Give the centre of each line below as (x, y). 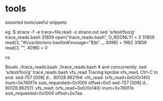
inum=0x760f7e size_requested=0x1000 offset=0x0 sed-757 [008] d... (77, 83)
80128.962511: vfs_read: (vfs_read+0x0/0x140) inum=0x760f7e (70, 88)
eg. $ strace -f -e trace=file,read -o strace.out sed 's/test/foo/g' (70, 32)
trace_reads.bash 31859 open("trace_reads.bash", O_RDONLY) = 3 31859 (80, 37)
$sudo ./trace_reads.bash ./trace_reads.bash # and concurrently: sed (76, 67)
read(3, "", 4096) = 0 (26, 48)
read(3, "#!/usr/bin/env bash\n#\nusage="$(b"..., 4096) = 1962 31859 (76, 42)
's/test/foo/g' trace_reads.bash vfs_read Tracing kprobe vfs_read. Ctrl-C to (81, 72)
